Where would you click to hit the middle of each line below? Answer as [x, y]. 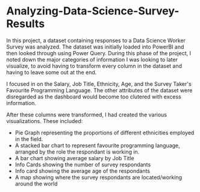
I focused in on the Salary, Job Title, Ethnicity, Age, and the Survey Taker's [99, 84]
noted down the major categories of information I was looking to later [92, 59]
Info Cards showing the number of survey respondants [83, 164]
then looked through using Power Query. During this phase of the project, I [99, 53]
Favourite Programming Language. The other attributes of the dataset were [99, 90]
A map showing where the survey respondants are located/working [98, 177]
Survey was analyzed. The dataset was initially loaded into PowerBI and [95, 47]
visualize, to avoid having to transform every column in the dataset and [94, 66]
